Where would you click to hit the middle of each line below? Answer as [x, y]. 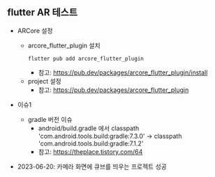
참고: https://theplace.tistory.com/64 [90, 151]
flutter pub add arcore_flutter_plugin [86, 59]
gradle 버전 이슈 [50, 119]
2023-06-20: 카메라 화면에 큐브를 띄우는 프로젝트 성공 [92, 167]
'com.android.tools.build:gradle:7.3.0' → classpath [110, 136]
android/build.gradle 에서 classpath [89, 128]
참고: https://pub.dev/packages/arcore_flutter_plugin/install [123, 72]
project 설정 [44, 81]
